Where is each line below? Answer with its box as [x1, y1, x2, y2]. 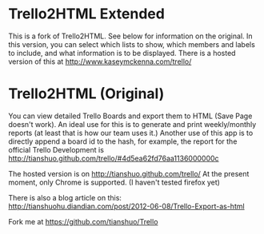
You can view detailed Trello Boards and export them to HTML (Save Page [8, 111, 253, 121]
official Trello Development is [8, 145, 104, 154]
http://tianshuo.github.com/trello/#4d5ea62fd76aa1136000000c [8, 153, 219, 163]
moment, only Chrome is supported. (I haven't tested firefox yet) [8, 177, 220, 187]
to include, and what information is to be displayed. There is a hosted [8, 48, 236, 58]
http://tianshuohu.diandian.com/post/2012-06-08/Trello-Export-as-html [8, 201, 246, 211]
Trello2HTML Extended [8, 5, 166, 23]
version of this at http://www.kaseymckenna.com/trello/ [8, 57, 192, 66]
